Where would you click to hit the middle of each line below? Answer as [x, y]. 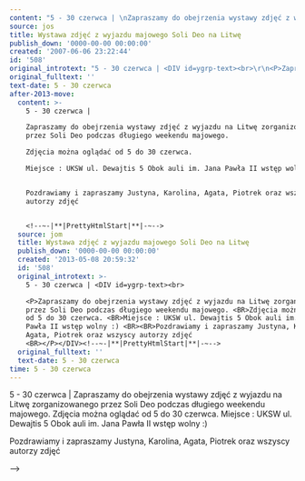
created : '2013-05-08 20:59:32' [79, 260]
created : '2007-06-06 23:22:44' [70, 52]
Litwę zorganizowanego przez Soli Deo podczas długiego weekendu [138, 405]
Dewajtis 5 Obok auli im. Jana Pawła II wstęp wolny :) [108, 424]
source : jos [32, 26]
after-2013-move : [42, 94]
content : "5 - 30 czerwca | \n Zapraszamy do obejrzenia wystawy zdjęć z [150, 18]
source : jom [40, 234]
